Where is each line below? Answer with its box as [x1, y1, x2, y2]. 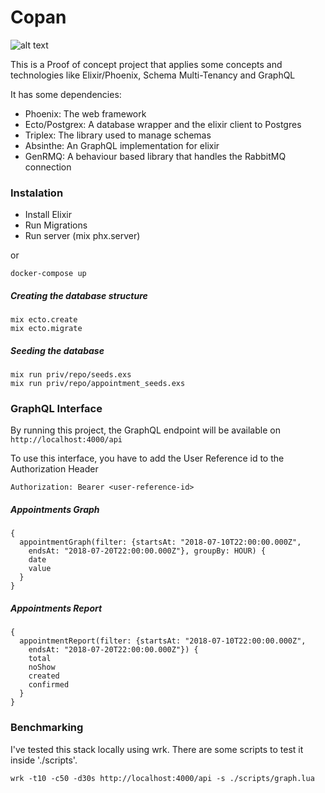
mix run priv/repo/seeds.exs [10, 370, 132, 380]
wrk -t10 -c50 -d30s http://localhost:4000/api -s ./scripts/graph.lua [10, 773, 315, 783]
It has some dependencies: [10, 88, 122, 100]
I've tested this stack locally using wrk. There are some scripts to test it [10, 743, 304, 755]
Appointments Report [10, 602, 103, 615]
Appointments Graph [10, 504, 100, 516]
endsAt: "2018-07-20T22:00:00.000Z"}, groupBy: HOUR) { [28, 546, 267, 556]
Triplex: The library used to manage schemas [24, 129, 212, 141]
